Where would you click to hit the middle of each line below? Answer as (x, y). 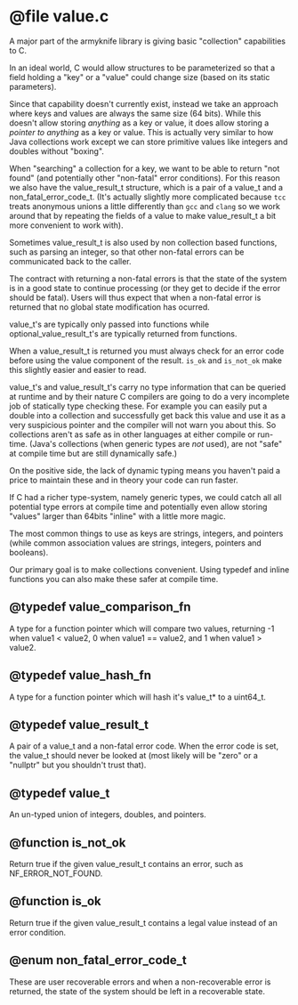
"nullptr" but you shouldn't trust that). (78, 765)
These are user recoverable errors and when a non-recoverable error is (140, 982)
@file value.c (59, 16)
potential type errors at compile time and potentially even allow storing (138, 507)
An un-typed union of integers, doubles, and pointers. (108, 815)
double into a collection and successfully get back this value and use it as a (148, 415)
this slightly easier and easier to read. (78, 369)
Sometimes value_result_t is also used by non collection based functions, (143, 242)
